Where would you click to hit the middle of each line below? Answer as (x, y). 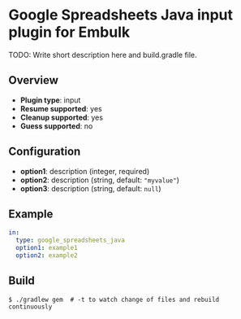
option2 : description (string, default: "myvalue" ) (100, 180)
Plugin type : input (50, 100)
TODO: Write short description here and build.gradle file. (103, 55)
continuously (30, 307)
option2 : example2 (47, 256)
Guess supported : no (56, 126)
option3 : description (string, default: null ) (90, 188)
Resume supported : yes (61, 108)
